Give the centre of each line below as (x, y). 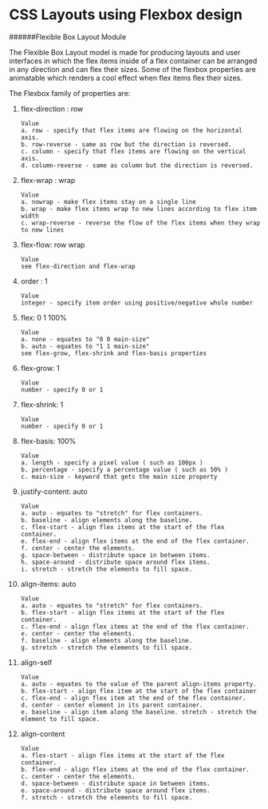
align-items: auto (48, 584)
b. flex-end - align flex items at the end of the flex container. (135, 769)
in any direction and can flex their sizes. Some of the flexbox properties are (132, 69)
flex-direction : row (52, 109)
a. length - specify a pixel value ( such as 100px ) (112, 462)
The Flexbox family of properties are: (70, 93)
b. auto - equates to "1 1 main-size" (85, 346)
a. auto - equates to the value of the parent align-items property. (139, 684)
